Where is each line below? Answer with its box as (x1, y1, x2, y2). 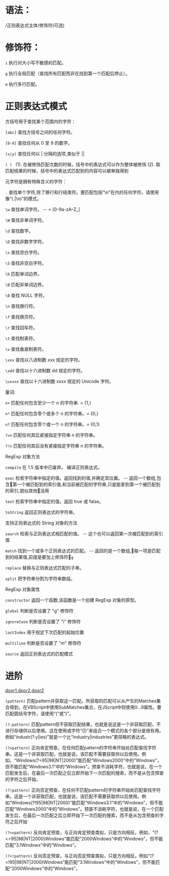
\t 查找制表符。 (5, 335, 38, 341)
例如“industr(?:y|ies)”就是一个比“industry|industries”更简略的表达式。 (5, 734, 149, 740)
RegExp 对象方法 (5, 453, 40, 459)
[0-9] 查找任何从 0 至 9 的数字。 (5, 140, 72, 146)
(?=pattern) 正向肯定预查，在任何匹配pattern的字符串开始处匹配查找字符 (5, 744, 157, 751)
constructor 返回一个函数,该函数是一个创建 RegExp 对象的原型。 (5, 597, 139, 603)
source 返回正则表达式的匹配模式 (5, 650, 73, 656)
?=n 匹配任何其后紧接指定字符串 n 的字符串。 (5, 432, 98, 438)
